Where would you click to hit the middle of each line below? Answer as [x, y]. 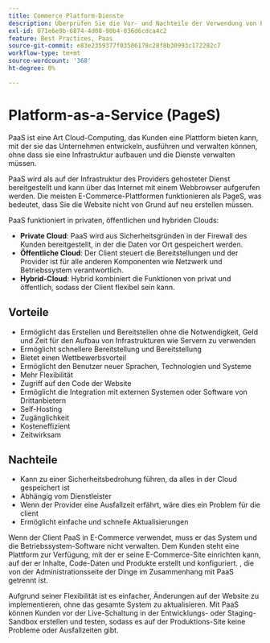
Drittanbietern [43, 400]
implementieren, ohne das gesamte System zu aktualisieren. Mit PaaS [124, 604]
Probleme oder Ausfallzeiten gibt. [63, 630]
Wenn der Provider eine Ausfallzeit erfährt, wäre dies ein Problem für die [140, 505]
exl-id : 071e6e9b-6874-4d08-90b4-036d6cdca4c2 [88, 31]
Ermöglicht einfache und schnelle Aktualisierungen [104, 522]
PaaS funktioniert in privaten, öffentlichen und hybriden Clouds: [114, 220]
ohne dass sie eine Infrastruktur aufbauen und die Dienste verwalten [122, 155]
